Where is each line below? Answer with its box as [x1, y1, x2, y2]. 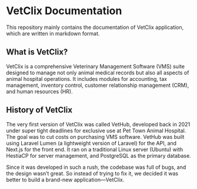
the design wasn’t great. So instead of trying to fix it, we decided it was [6, 170, 178, 177]
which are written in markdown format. [6, 30, 100, 37]
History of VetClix [6, 105, 72, 115]
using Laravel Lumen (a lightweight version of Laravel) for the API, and [6, 139, 177, 146]
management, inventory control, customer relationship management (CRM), [6, 82, 189, 89]
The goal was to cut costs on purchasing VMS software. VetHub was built [6, 133, 185, 140]
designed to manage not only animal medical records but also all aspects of [6, 69, 189, 76]
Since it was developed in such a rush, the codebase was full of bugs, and [6, 164, 186, 171]
